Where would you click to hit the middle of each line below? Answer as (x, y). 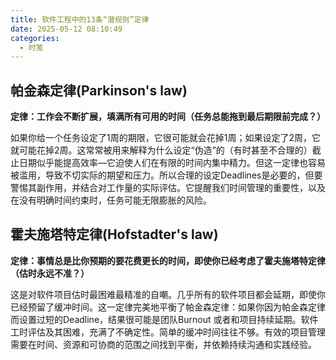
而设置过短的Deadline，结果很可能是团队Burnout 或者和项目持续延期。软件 (164, 319)
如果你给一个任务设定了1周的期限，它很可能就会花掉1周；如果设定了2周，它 (165, 138)
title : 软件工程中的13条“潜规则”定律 (80, 19)
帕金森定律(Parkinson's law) (99, 90)
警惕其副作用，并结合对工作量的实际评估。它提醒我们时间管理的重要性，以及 (168, 188)
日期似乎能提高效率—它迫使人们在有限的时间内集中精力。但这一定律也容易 (172, 163)
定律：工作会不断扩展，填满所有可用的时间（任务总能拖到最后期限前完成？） (168, 117)
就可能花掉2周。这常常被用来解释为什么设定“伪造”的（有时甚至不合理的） (161, 150)
